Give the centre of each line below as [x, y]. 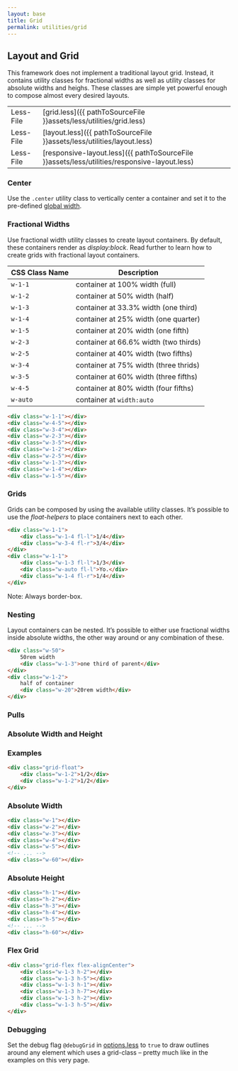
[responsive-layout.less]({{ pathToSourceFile [118, 153]
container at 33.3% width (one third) [137, 307]
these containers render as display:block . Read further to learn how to [110, 247]
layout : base [27, 14]
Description [138, 272]
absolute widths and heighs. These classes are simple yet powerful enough [118, 88]
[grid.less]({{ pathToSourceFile [93, 112]
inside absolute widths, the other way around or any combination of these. [116, 638]
